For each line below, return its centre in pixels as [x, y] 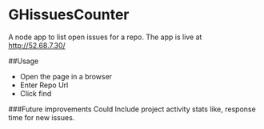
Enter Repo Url [44, 85]
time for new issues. [42, 117]
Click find [36, 93]
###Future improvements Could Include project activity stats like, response [132, 109]
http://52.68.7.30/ [37, 45]
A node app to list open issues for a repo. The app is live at [105, 37]
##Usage [24, 61]
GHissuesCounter [69, 15]
